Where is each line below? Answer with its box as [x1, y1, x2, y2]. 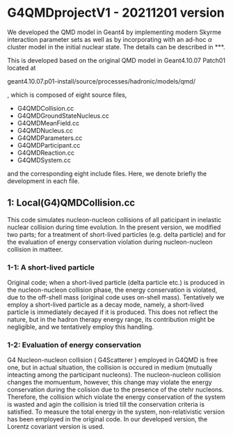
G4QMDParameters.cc [17, 134, 83, 142]
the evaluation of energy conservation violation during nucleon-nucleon [7, 238, 213, 246]
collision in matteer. [7, 245, 63, 254]
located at [7, 63, 36, 72]
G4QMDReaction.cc [17, 148, 75, 157]
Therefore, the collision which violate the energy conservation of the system [7, 393, 226, 401]
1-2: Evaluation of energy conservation [7, 340, 141, 350]
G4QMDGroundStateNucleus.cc [17, 111, 109, 120]
